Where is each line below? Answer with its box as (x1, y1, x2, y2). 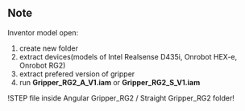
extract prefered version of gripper (19, 68, 135, 79)
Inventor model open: (7, 27, 79, 37)
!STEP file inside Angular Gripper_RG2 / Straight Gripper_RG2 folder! (7, 92, 235, 103)
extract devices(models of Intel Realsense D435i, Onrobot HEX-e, (19, 51, 238, 61)
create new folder (19, 43, 78, 53)
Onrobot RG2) (19, 60, 66, 70)
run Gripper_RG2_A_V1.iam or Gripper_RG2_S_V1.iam (19, 77, 201, 87)
